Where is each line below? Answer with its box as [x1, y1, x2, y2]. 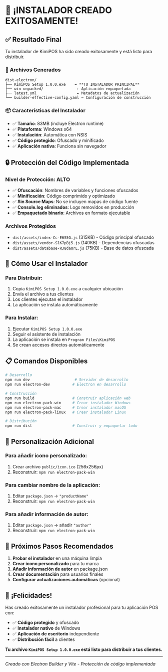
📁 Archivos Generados [5, 66, 61, 73]
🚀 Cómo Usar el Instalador [5, 259, 88, 268]
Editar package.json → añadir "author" [12, 522, 91, 528]
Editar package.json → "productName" [12, 493, 89, 499]
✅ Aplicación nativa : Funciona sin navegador [12, 143, 106, 149]
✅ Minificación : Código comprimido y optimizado [12, 193, 115, 199]
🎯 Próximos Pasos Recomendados [5, 542, 113, 551]
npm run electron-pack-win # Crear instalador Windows [5, 400, 131, 405]
